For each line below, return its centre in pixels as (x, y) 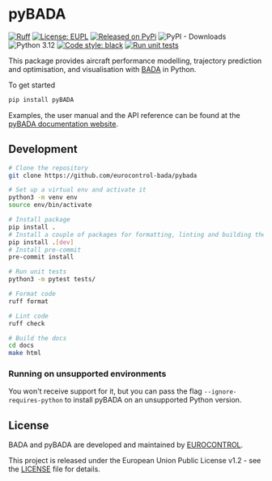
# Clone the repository (49, 168)
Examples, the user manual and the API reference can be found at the (124, 115)
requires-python (36, 401)
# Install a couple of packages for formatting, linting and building (130, 234)
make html (25, 353)
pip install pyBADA (41, 99)
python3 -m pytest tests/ (52, 280)
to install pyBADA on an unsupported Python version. (153, 400)
